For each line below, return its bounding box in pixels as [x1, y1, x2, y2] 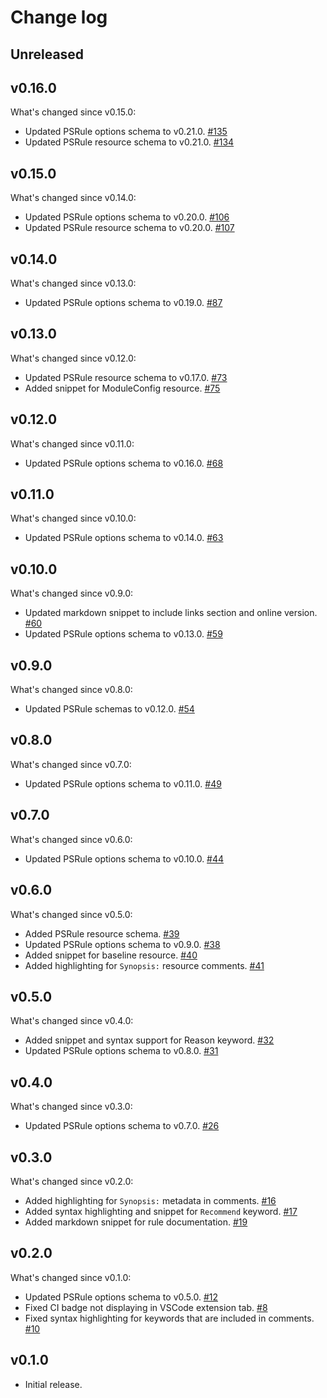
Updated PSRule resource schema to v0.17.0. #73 [24, 371, 228, 383]
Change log [10, 6, 108, 29]
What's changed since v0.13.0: [10, 277, 137, 290]
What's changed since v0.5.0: [10, 908, 133, 920]
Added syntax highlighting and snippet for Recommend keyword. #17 [24, 1205, 298, 1217]
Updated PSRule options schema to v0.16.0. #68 [24, 457, 224, 469]
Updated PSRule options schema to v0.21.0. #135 [24, 126, 228, 138]
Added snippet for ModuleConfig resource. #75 [24, 382, 221, 394]
